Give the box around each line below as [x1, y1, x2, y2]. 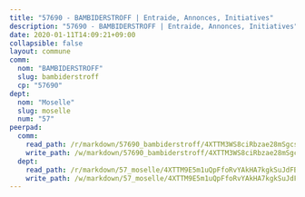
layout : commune [9, 47, 71, 56]
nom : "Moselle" [17, 97, 75, 107]
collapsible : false [9, 38, 84, 48]
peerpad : [9, 123, 43, 133]
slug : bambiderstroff [17, 73, 100, 82]
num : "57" [17, 114, 54, 123]
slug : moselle [17, 106, 71, 115]
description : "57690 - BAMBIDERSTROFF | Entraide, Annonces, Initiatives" [9, 22, 299, 31]
